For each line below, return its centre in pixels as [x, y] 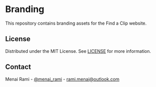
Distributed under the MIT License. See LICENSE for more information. [78, 51]
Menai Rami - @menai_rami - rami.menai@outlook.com [62, 79]
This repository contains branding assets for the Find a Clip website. [76, 23]
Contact [18, 67]
